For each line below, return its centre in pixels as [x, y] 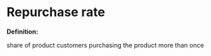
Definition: [23, 31]
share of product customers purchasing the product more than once [105, 45]
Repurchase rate [56, 12]
